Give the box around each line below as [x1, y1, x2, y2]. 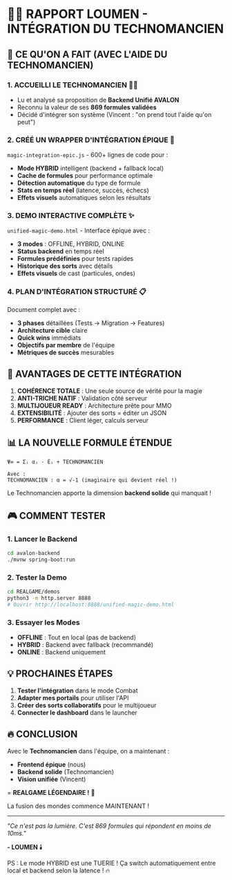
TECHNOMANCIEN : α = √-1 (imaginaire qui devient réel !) [7, 477, 177, 484]
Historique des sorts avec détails [17, 262, 113, 271]
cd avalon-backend [7, 550, 60, 557]
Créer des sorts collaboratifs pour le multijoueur [17, 701, 157, 709]
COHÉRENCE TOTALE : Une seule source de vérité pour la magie [17, 387, 202, 395]
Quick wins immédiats [17, 333, 81, 342]
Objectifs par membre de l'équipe [17, 340, 115, 349]
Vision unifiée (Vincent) [17, 775, 86, 783]
